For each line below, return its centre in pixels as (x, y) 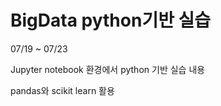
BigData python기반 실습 (111, 20)
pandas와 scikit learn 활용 (62, 90)
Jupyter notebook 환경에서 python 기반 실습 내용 (108, 69)
